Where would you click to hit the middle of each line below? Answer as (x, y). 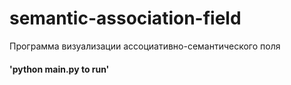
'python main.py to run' (59, 69)
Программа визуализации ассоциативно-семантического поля (145, 46)
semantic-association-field (125, 18)
